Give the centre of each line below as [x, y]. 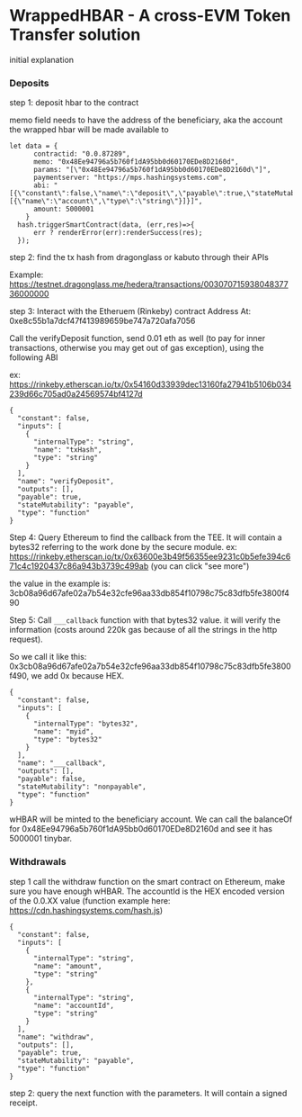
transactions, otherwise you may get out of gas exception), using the [137, 348]
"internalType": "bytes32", [86, 724]
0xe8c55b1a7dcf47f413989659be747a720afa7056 [102, 321]
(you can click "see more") [200, 566]
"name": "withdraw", [56, 1037]
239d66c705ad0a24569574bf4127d [76, 394]
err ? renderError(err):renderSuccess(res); [118, 233]
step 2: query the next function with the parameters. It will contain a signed [148, 1093]
